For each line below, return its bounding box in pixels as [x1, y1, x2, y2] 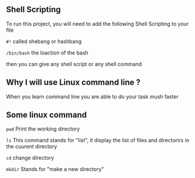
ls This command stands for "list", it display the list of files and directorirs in [6, 137, 189, 144]
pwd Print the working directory [6, 125, 80, 132]
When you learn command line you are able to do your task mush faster [6, 93, 179, 100]
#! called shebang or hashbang [6, 37, 82, 44]
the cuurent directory [6, 143, 57, 150]
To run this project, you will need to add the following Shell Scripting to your [6, 20, 189, 27]
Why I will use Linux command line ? [6, 77, 141, 87]
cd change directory [6, 155, 54, 162]
